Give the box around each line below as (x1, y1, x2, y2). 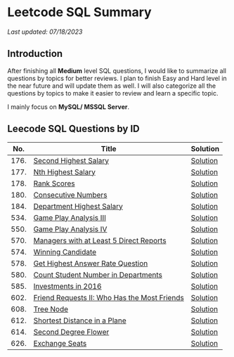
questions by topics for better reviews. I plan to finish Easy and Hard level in (7, 74, 227, 82)
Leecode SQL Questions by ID (7, 123, 141, 135)
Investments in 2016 (33, 281, 102, 291)
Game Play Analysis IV (33, 224, 108, 234)
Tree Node (33, 304, 69, 313)
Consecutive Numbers (33, 190, 108, 200)
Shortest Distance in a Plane (33, 316, 126, 325)
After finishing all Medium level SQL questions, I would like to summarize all (7, 66, 227, 74)
